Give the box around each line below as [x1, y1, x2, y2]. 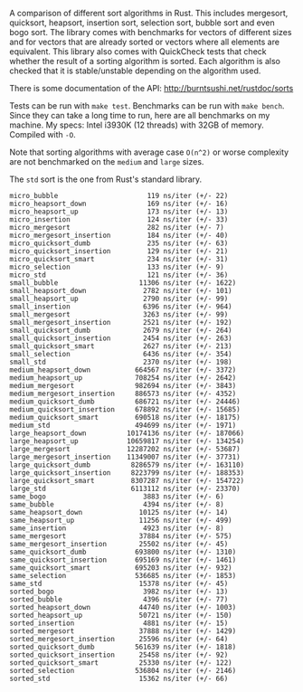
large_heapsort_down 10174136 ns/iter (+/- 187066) [9, 429, 245, 438]
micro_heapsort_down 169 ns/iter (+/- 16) [9, 199, 229, 208]
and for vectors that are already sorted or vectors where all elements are [9, 36, 280, 47]
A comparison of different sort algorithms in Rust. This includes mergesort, [9, 8, 289, 18]
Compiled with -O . [9, 129, 76, 139]
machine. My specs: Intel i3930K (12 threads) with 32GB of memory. [9, 119, 264, 130]
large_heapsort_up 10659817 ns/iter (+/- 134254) [9, 437, 245, 446]
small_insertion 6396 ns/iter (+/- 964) [9, 302, 232, 311]
